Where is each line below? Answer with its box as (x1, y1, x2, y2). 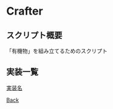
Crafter (6, 4, 44, 18)
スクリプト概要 (6, 30, 63, 40)
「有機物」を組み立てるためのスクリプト (6, 47, 108, 54)
